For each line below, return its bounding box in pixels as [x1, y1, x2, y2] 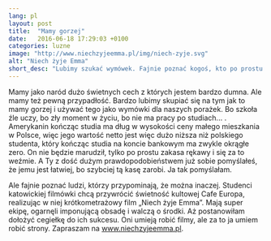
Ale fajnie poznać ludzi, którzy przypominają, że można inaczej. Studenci [8, 180, 253, 190]
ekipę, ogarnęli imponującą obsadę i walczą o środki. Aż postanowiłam [8, 206, 245, 216]
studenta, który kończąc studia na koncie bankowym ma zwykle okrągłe [8, 139, 250, 148]
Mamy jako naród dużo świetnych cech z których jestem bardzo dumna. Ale [8, 87, 262, 97]
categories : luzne [8, 42, 71, 50]
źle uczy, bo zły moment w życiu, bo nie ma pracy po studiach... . [8, 113, 227, 123]
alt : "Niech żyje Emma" [8, 58, 89, 66]
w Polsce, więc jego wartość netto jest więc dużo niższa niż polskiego [8, 130, 243, 140]
